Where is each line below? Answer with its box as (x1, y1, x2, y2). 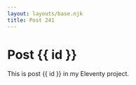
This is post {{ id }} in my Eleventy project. (7, 70, 130, 78)
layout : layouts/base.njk (7, 10, 83, 17)
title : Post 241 (7, 17, 55, 24)
